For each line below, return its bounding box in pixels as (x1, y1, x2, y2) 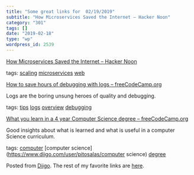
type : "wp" (6, 36, 33, 42)
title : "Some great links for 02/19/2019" (6, 8, 115, 15)
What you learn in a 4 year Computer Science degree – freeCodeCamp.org (6, 115, 189, 122)
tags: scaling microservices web (6, 69, 85, 76)
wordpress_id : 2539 (6, 42, 54, 48)
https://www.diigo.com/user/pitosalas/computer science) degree (8, 150, 166, 157)
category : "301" (6, 20, 46, 25)
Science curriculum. (6, 132, 55, 140)
